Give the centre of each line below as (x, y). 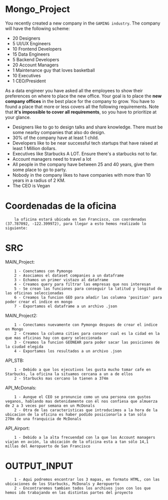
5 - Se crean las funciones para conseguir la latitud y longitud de (88, 289)
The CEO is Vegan (31, 185)
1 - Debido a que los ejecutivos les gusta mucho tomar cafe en (82, 369)
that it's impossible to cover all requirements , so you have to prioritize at (81, 112)
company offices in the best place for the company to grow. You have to (80, 101)
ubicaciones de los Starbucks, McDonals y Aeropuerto (62, 484)
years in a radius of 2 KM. (39, 180)
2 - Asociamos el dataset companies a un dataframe (69, 275)
